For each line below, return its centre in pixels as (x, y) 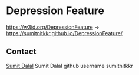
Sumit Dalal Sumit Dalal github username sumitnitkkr (70, 66)
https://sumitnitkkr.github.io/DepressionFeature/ (64, 33)
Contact (21, 52)
